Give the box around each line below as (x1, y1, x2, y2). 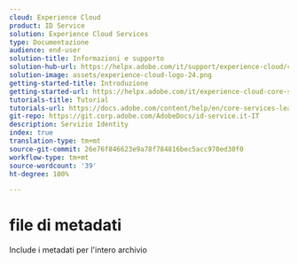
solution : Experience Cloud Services (9, 29, 149, 38)
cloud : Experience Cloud (9, 12, 101, 22)
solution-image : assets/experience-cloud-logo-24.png (9, 71, 213, 80)
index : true (9, 128, 53, 137)
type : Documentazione (9, 37, 90, 47)
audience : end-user (9, 46, 82, 55)
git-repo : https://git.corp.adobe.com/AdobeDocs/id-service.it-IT (9, 112, 260, 120)
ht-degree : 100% (9, 169, 69, 178)
